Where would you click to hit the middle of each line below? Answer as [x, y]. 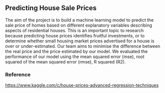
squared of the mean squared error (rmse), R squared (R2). [65, 62]
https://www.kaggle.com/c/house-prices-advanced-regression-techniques [82, 85]
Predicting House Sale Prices [51, 8]
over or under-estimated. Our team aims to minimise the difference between [83, 46]
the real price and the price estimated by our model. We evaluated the [76, 51]
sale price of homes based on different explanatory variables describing [79, 25]
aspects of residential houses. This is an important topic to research [75, 30]
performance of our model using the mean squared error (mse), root [75, 57]
